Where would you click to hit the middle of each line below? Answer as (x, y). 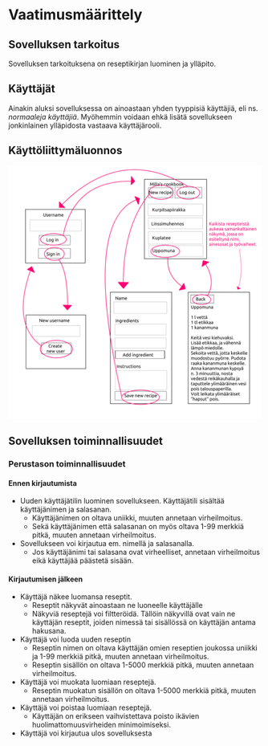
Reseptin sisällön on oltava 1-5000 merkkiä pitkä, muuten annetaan (143, 665)
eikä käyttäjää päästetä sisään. (83, 561)
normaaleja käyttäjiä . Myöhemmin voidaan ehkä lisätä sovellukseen (120, 116)
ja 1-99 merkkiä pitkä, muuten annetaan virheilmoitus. (120, 657)
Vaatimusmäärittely (75, 15)
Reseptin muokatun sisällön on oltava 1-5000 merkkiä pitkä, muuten (144, 691)
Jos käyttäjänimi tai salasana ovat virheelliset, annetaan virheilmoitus (146, 552)
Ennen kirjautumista (43, 483)
